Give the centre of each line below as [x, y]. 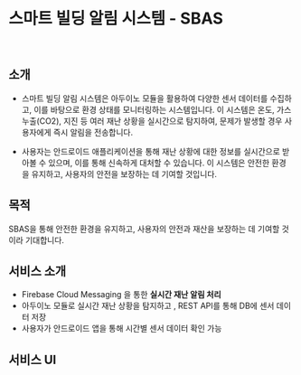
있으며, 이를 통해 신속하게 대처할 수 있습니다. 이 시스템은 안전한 [159, 163]
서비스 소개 [38, 271]
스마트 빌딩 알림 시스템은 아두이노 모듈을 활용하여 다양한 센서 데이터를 [145, 98]
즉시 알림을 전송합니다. [93, 132]
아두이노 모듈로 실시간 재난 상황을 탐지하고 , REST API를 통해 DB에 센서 [148, 306]
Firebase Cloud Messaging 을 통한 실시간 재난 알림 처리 [122, 295]
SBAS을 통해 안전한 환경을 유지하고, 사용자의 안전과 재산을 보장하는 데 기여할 [144, 229]
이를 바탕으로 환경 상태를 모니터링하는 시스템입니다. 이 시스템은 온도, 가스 [163, 109]
